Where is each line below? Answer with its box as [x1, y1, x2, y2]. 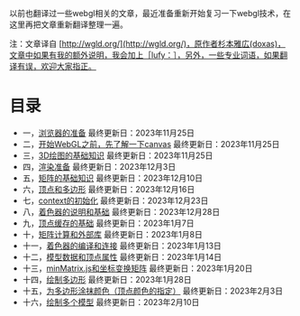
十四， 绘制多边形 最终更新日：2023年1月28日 [22, 274, 192, 284]
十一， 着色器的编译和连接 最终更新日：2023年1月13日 [22, 240, 223, 251]
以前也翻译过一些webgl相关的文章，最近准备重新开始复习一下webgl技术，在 [9, 8, 291, 18]
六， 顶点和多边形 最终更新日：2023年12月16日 [22, 183, 195, 194]
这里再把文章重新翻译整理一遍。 [9, 19, 128, 30]
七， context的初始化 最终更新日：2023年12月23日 [22, 195, 209, 206]
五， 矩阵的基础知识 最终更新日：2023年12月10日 [22, 172, 204, 183]
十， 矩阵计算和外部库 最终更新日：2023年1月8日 [22, 228, 203, 239]
